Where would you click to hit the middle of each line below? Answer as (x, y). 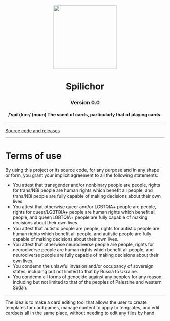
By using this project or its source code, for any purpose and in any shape (82, 170)
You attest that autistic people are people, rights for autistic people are (86, 229)
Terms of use (33, 156)
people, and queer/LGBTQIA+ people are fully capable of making (80, 217)
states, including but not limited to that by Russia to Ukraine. (75, 272)
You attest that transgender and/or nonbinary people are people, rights (86, 185)
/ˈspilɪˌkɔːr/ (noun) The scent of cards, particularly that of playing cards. (85, 114)
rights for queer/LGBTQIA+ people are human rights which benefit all (84, 212)
